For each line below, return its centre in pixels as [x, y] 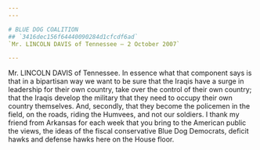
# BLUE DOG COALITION [43, 29]
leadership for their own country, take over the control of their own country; [130, 90]
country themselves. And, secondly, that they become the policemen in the [129, 106]
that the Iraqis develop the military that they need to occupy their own [121, 98]
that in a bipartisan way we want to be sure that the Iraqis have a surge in [126, 81]
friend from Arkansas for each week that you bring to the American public [127, 123]
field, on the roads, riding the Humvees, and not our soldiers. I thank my [124, 115]
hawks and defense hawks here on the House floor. [91, 139]
